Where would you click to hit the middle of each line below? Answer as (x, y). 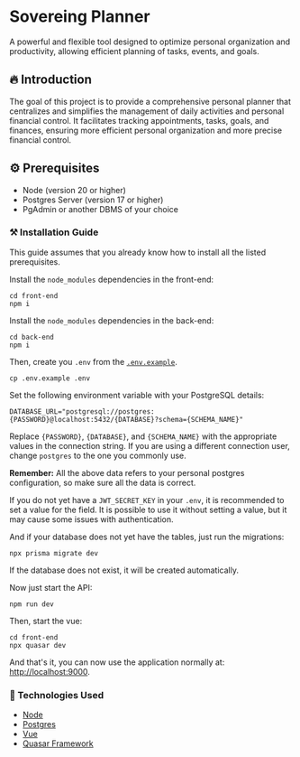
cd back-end (32, 337)
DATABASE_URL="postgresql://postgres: (82, 411)
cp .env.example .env (50, 378)
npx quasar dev (38, 645)
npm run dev (32, 604)
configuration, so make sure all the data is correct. (103, 482)
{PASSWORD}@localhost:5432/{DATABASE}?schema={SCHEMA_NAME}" (127, 419)
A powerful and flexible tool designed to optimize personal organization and (150, 42)
